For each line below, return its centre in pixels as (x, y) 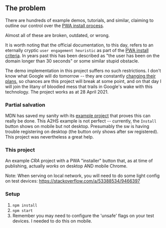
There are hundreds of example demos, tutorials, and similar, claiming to (79, 20)
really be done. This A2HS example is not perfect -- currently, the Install (81, 121)
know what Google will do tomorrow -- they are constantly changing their (81, 76)
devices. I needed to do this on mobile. (52, 221)
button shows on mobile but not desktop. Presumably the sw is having (77, 126)
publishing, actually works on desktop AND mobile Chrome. (66, 166)
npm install (25, 205)
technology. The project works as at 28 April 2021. (57, 91)
